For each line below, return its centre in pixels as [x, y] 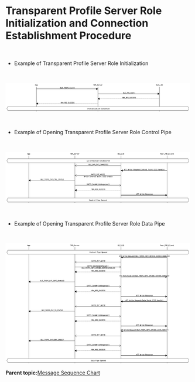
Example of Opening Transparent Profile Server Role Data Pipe [89, 224]
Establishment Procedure [69, 36]
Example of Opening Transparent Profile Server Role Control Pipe [93, 132]
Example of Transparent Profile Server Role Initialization [81, 63]
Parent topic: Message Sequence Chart [53, 373]
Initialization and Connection [77, 23]
